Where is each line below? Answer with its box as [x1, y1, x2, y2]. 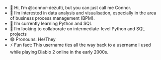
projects [9, 31, 27, 37]
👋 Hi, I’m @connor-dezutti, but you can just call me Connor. [9, 5, 132, 10]
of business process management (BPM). [9, 15, 95, 21]
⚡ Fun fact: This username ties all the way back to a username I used [9, 42, 151, 48]
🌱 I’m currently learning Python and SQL [9, 20, 92, 26]
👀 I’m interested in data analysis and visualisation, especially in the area [9, 10, 157, 16]
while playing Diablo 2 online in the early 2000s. [9, 49, 108, 55]
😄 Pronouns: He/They [9, 36, 56, 42]
